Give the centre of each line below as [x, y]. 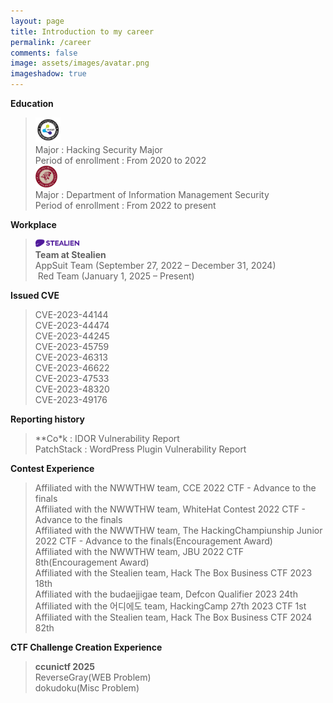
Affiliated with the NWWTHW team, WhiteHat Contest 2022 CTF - [170, 509]
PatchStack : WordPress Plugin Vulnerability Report [140, 449]
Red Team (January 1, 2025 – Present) [116, 276]
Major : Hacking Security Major [98, 149]
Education [32, 103]
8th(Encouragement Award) [92, 562]
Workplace [33, 224]
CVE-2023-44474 [72, 325]
